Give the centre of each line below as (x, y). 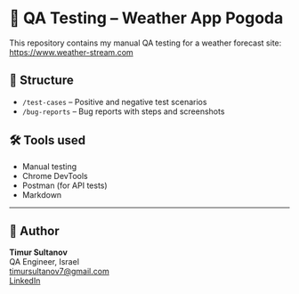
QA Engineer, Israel (44, 262)
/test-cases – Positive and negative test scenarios (114, 102)
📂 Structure (41, 81)
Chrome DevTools (55, 176)
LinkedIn (25, 281)
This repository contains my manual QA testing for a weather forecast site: (145, 43)
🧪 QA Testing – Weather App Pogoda (146, 18)
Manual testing (49, 166)
